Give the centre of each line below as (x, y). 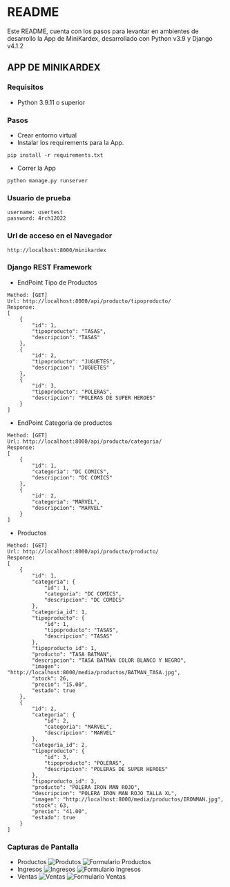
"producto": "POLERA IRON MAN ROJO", (86, 787)
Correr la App (37, 168)
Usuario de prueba (39, 198)
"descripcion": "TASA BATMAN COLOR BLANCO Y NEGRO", (109, 660)
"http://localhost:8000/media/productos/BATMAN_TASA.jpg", (94, 672)
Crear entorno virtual (47, 135)
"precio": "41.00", (60, 811)
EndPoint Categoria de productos (65, 423)
